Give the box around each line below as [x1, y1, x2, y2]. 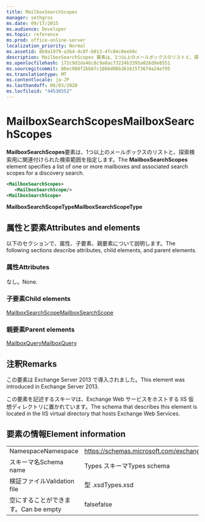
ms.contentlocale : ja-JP [6, 77, 70, 83]
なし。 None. [6, 278, 38, 285]
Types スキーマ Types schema [84, 461, 170, 470]
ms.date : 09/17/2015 [6, 20, 59, 26]
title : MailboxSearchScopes [6, 9, 78, 15]
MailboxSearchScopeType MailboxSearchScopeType [6, 203, 143, 211]
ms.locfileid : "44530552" [6, 88, 72, 94]
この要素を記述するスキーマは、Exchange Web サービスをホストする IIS [6, 395, 187, 403]
